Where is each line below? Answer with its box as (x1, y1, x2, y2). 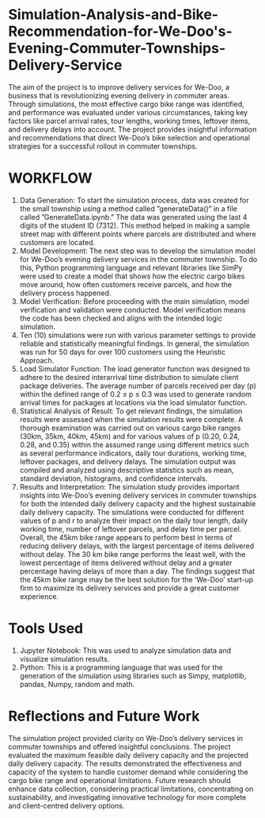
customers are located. (19, 237, 96, 247)
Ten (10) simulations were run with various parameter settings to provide (19, 330, 256, 340)
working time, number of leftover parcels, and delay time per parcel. (19, 524, 242, 533)
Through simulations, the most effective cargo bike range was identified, (8, 99, 245, 109)
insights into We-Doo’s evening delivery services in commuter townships (19, 490, 257, 500)
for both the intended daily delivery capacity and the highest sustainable (19, 498, 256, 509)
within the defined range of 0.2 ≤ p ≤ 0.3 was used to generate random (19, 389, 252, 398)
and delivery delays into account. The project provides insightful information (8, 125, 257, 134)
